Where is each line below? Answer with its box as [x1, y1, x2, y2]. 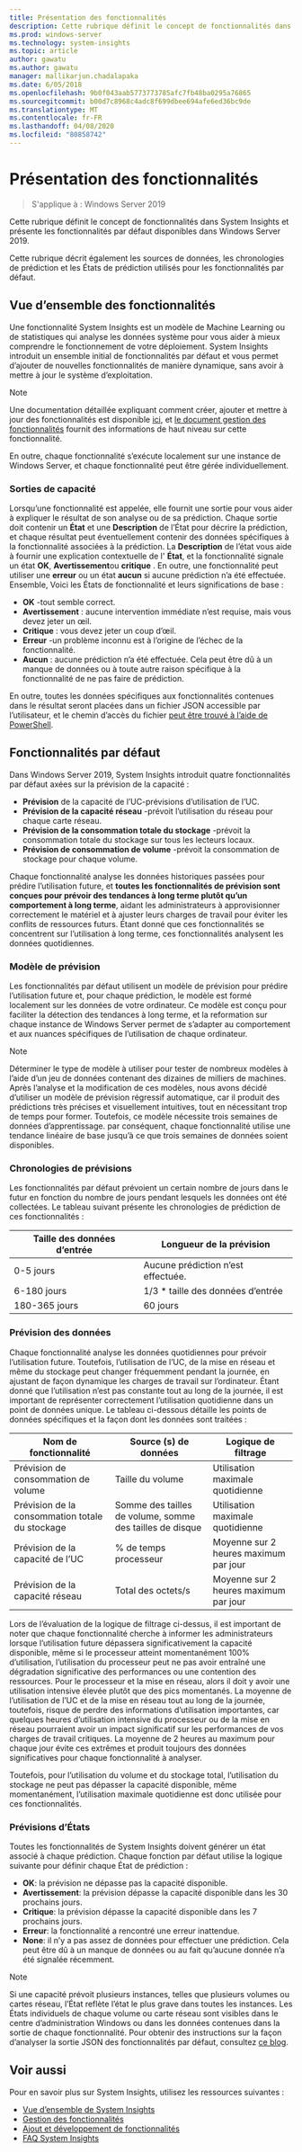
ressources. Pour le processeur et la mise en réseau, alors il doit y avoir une [9, 1675, 290, 1686]
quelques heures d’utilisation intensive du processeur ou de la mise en [9, 1714, 270, 1725]
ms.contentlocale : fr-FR [9, 113, 102, 122]
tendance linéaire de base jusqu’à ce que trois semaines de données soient [9, 1130, 289, 1141]
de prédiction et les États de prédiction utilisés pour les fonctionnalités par [9, 262, 285, 272]
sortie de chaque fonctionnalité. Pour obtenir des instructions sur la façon [9, 2027, 282, 2038]
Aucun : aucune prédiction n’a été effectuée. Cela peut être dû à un [22, 654, 273, 665]
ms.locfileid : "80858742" [9, 130, 106, 139]
